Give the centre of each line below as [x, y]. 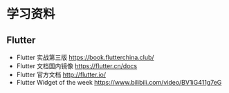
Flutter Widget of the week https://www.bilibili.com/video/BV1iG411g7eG [119, 82]
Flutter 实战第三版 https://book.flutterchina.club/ [85, 57]
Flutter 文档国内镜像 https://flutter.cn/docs [77, 66]
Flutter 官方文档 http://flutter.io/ [61, 74]
